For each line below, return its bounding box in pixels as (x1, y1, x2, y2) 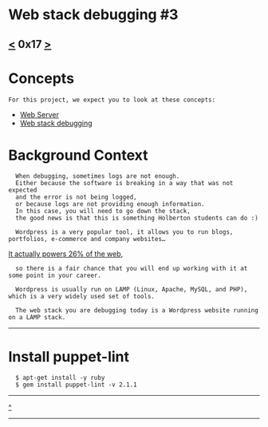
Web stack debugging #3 (8, 6, 179, 24)
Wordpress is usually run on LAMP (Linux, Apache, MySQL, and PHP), (15, 286, 248, 294)
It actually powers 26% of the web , (8, 249, 124, 259)
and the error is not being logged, (15, 193, 137, 201)
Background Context (8, 146, 148, 164)
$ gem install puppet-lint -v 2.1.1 (15, 381, 137, 389)
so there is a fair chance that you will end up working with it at (15, 265, 248, 273)
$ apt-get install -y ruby (15, 374, 105, 382)
